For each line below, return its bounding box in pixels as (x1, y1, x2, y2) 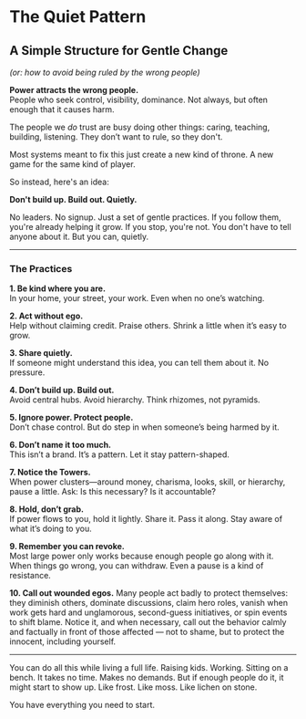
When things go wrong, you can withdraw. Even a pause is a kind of (9, 560, 264, 571)
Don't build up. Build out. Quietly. (9, 194, 138, 204)
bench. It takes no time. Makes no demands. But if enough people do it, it (9, 672, 284, 683)
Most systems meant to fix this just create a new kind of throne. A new (9, 149, 274, 160)
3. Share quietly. (9, 348, 73, 359)
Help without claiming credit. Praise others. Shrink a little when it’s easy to (9, 320, 287, 331)
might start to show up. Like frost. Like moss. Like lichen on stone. (9, 682, 258, 693)
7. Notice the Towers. (9, 467, 91, 478)
